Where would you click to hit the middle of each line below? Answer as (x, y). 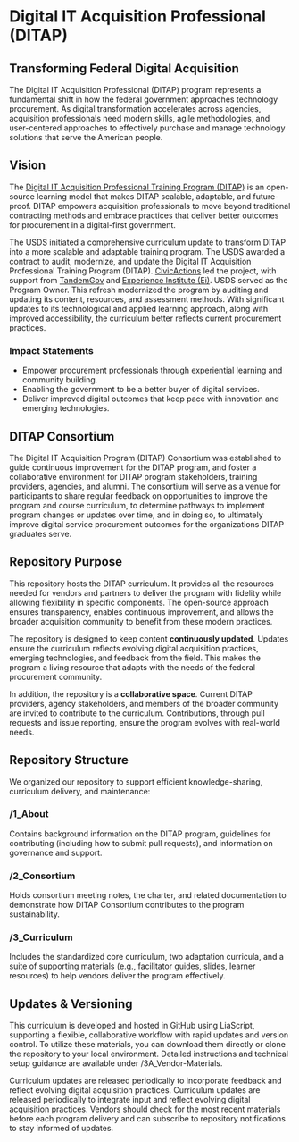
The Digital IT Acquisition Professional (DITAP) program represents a (135, 90)
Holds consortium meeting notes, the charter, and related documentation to (148, 895)
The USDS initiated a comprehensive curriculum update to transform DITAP (148, 242)
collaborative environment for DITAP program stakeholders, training (133, 476)
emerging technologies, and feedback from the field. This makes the (135, 658)
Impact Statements (51, 350)
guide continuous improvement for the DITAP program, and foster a (133, 467)
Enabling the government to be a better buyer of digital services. (141, 390)
